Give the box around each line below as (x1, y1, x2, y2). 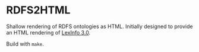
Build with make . (6, 40, 45, 47)
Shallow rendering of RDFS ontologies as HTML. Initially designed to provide (6, 23, 193, 30)
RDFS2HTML (6, 4, 71, 17)
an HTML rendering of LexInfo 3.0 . (6, 29, 91, 36)
